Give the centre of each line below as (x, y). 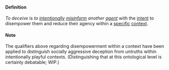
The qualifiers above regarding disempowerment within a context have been (85, 46)
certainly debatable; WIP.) (32, 62)
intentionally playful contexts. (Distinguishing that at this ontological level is (83, 57)
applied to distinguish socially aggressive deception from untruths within (81, 52)
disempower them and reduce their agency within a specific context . (77, 24)
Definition (16, 7)
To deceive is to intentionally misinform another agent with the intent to (80, 18)
